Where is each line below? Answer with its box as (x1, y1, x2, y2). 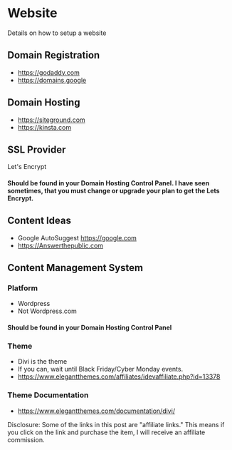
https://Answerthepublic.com (17, 241, 104, 250)
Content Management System (7, 262, 144, 274)
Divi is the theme (17, 357, 68, 366)
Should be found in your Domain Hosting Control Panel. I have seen (7, 178, 210, 187)
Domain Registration (7, 49, 100, 61)
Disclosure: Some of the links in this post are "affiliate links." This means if (7, 420, 225, 429)
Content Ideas (7, 215, 72, 227)
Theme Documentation (7, 390, 89, 400)
